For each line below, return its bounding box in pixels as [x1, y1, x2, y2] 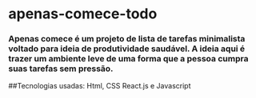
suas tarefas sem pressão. [8, 63, 114, 74]
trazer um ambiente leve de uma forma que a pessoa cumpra [8, 53, 249, 65]
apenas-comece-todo [8, 5, 158, 23]
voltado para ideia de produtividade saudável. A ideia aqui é [8, 43, 246, 54]
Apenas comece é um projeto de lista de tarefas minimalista [8, 33, 246, 45]
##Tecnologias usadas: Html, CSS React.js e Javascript [8, 81, 191, 91]
